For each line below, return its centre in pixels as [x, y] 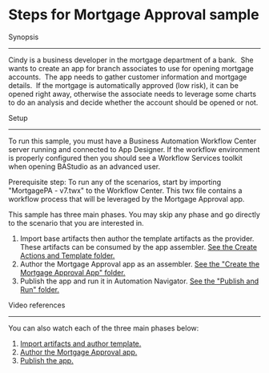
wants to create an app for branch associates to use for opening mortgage [131, 68]
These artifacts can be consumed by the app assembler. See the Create [139, 247]
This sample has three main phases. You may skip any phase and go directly [134, 215]
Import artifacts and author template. [80, 343]
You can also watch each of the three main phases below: [104, 328]
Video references [37, 305]
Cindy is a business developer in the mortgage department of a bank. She [131, 60]
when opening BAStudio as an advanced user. [84, 166]
